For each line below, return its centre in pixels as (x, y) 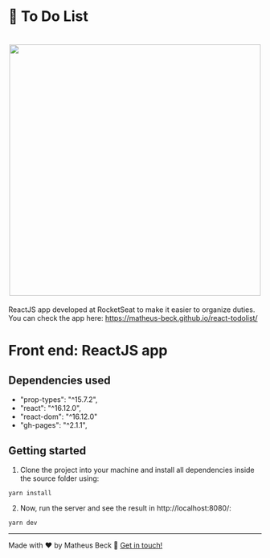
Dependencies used (59, 380)
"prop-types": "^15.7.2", (59, 400)
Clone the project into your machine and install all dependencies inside (137, 470)
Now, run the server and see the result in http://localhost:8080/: (125, 508)
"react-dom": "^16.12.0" (59, 416)
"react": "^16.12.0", (51, 408)
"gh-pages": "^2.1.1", (53, 425)
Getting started (47, 451)
